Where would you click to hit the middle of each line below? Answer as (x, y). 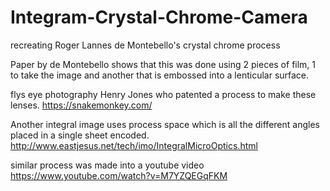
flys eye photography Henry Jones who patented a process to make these (163, 94)
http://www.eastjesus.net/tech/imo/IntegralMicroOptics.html (134, 145)
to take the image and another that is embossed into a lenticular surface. (160, 75)
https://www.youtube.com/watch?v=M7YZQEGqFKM (119, 175)
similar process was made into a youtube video (107, 165)
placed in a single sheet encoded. (80, 135)
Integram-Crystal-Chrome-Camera (159, 17)
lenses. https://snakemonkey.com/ (81, 105)
